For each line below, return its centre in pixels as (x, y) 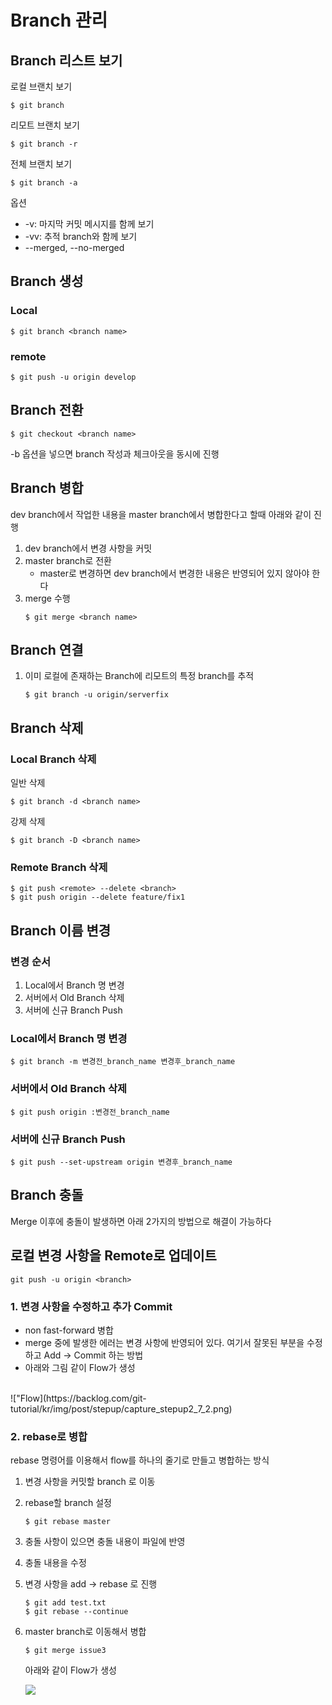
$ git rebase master (67, 1522)
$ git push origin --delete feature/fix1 (98, 897)
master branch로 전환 (68, 560)
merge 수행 (47, 598)
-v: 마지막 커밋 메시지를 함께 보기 (89, 224)
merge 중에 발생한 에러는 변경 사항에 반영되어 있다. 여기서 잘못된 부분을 (164, 1342)
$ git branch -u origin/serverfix (96, 695)
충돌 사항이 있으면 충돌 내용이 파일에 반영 (105, 1542)
